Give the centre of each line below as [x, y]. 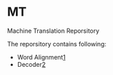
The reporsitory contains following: [57, 44]
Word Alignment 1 [41, 57]
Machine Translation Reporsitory [53, 31]
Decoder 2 [31, 64]
